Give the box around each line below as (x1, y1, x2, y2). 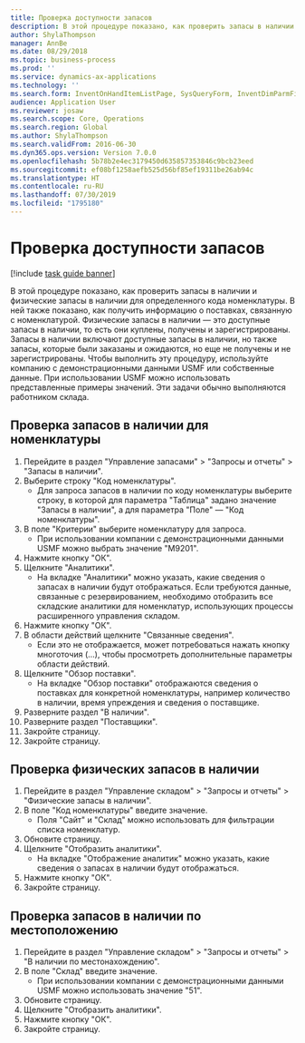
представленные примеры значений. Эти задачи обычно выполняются (10, 382, 286, 393)
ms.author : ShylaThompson (10, 132, 108, 141)
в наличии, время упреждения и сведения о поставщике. (36, 697, 260, 707)
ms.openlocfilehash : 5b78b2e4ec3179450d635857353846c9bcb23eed (10, 156, 254, 166)
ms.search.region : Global (10, 123, 108, 132)
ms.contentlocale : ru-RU (10, 182, 104, 191)
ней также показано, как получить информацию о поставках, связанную (10, 305, 293, 316)
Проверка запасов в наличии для (10, 418, 209, 434)
